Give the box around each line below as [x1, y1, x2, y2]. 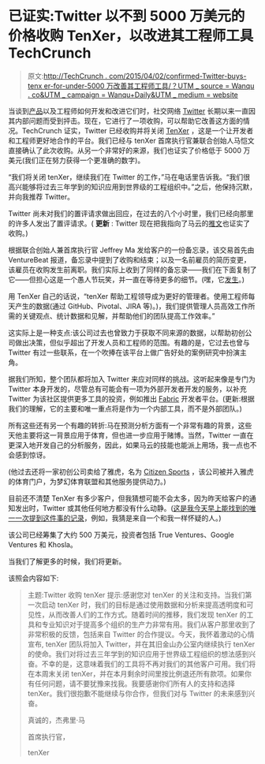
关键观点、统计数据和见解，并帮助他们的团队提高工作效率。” [21, 311, 215, 320]
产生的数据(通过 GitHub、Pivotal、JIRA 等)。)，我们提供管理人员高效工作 [14, 301, 248, 311]
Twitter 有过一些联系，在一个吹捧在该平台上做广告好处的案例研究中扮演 [8, 348, 241, 357]
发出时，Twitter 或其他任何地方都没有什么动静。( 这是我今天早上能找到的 [14, 503, 250, 512]
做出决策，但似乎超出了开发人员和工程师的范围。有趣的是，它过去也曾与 [14, 337, 250, 347]
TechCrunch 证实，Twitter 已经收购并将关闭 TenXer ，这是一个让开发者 [21, 125, 254, 135]
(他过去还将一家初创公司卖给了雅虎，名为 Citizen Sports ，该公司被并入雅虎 [8, 467, 254, 476]
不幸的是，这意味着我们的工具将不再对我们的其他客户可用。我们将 [41, 659, 256, 669]
